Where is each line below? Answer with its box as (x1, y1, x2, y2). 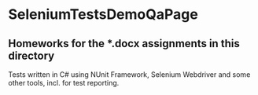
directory (8, 49, 55, 62)
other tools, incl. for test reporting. (8, 79, 120, 87)
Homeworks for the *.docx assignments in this (8, 37, 240, 50)
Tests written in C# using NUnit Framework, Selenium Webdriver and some (8, 70, 251, 79)
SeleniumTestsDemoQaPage (8, 5, 198, 24)
